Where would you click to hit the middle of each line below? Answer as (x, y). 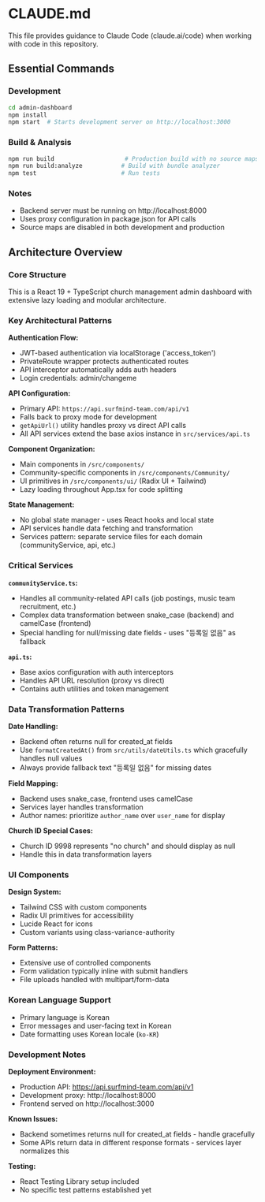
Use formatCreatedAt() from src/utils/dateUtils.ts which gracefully (134, 750)
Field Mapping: (34, 783)
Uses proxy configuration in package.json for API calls (108, 219)
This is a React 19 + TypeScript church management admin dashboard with (130, 292)
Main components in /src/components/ (82, 464)
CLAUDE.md (50, 14)
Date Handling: (33, 727)
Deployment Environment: (52, 1071)
